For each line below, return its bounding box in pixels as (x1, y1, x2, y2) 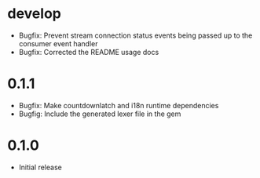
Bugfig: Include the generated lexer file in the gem (18, 109, 181, 118)
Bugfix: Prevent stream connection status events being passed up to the (18, 31, 253, 40)
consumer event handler (18, 38, 99, 48)
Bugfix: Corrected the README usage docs (18, 47, 159, 56)
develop (7, 5, 62, 23)
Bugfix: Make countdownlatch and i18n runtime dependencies (18, 100, 219, 110)
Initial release (18, 162, 62, 172)
